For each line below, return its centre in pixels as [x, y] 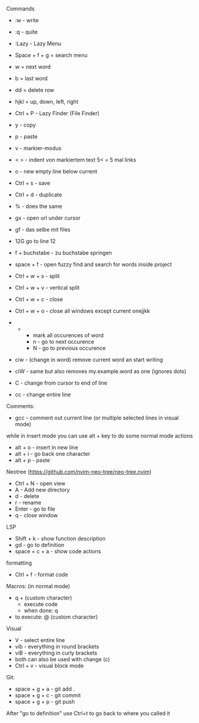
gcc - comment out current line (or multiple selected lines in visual [97, 418]
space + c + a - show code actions [58, 551]
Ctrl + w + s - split [37, 276]
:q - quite [26, 32]
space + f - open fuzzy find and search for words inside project [93, 264]
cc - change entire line [43, 394]
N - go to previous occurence [69, 348]
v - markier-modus [38, 148]
